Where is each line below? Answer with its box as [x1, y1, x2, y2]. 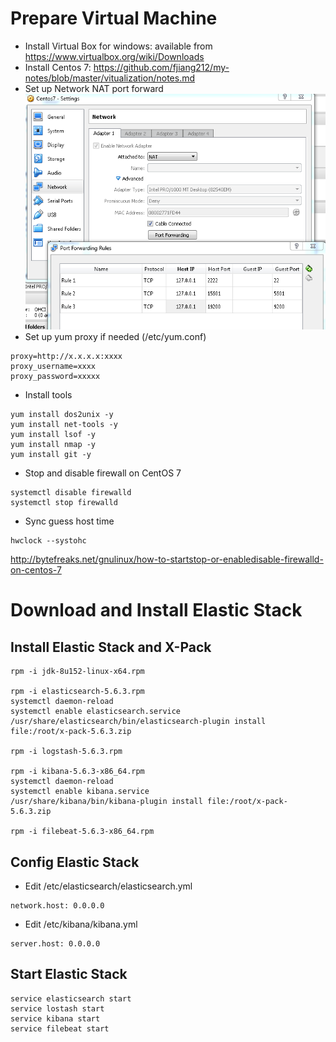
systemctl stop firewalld [10, 498, 118, 508]
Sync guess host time [24, 515, 115, 527]
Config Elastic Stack [10, 853, 140, 871]
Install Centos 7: [24, 61, 92, 73]
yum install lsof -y [10, 430, 97, 440]
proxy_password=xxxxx [10, 372, 101, 382]
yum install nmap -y [10, 440, 97, 450]
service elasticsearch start [10, 993, 132, 1004]
